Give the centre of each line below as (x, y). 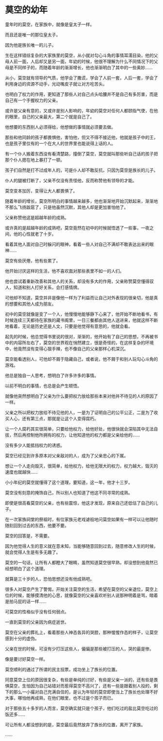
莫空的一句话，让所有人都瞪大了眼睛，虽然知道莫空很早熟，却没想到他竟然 (79, 562)
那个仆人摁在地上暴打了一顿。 (35, 160)
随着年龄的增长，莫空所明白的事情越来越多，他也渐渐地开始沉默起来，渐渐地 (81, 201)
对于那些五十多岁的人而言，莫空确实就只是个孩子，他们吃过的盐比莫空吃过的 (81, 708)
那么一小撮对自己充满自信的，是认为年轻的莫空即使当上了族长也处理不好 (86, 692)
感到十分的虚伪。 (22, 638)
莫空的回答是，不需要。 (28, 535)
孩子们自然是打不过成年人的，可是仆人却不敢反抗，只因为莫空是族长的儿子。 (81, 170)
